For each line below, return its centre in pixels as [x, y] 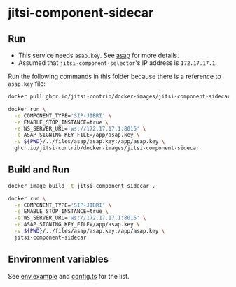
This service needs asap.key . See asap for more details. [98, 55]
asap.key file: [27, 84]
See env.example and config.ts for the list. [69, 276]
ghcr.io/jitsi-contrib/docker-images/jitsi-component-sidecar [107, 148]
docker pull [25, 96]
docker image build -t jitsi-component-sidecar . [82, 186]
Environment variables [58, 259]
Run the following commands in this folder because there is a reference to [114, 76]
